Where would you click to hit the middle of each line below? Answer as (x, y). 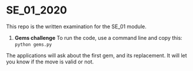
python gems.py (33, 45)
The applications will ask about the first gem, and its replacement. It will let (96, 55)
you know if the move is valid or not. (50, 62)
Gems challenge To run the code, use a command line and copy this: (98, 38)
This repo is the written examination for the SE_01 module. (76, 26)
